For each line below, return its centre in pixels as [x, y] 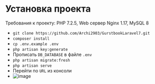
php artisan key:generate [40, 49]
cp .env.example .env [35, 44]
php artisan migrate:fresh [41, 60]
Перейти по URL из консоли [42, 71]
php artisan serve [32, 66]
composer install [31, 39]
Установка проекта [48, 9]
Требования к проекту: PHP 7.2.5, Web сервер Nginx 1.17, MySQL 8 [77, 23]
